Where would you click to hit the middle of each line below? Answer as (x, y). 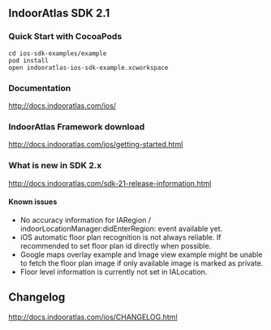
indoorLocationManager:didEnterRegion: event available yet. (121, 228)
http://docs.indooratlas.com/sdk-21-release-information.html (110, 183)
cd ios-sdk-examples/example (58, 53)
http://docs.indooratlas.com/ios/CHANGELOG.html (93, 317)
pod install (28, 60)
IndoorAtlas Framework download (77, 127)
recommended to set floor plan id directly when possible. (116, 245)
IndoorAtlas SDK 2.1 (59, 13)
